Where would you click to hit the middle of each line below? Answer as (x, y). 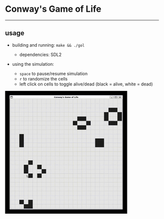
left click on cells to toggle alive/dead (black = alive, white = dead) (86, 84)
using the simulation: (33, 64)
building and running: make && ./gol (48, 45)
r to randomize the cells (43, 79)
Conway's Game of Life (53, 9)
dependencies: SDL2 (41, 55)
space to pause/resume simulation (53, 73)
